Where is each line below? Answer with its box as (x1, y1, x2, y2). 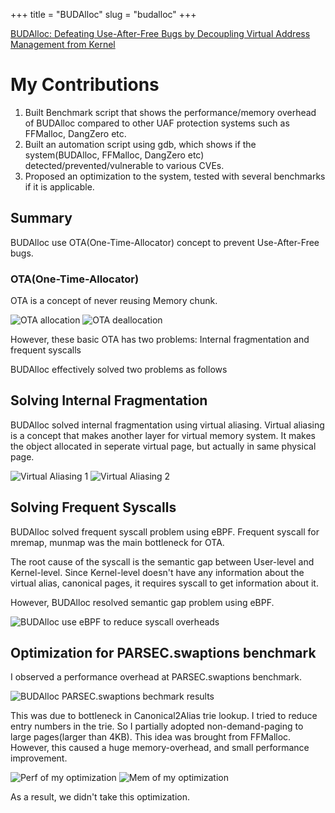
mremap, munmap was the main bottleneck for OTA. (10, 536, 225, 548)
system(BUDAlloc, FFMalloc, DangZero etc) (24, 149, 205, 161)
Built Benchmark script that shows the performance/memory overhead (24, 106, 317, 118)
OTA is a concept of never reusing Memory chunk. (10, 295, 218, 307)
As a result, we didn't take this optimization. (10, 791, 191, 803)
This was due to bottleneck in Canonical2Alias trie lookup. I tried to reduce (10, 710, 318, 722)
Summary (10, 210, 73, 227)
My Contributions (10, 74, 160, 96)
